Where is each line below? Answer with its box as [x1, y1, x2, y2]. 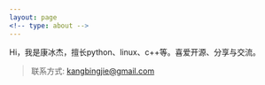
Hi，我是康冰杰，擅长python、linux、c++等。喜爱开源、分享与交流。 [9, 46, 261, 58]
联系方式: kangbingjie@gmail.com [30, 66, 155, 76]
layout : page [9, 12, 58, 22]
